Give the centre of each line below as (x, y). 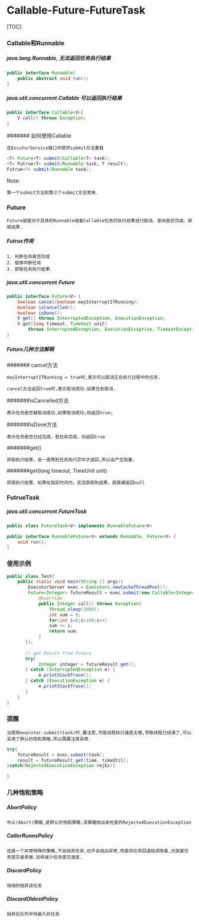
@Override (50, 598)
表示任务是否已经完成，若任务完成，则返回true (56, 437)
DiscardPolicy (24, 870)
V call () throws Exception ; (52, 118)
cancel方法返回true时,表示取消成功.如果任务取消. (61, 389)
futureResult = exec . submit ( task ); (61, 755)
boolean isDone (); (40, 313)
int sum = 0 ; (65, 615)
